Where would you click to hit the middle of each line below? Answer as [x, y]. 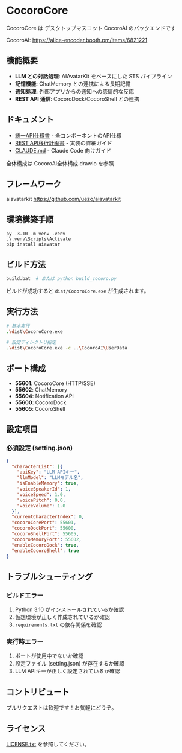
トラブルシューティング [50, 577]
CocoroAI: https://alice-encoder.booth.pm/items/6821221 [77, 40]
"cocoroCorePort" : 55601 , [44, 523]
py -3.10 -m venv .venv [36, 234]
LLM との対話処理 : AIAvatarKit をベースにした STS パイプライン [93, 76]
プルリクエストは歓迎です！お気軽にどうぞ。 [62, 708]
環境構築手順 [30, 219]
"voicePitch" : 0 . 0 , [41, 500]
